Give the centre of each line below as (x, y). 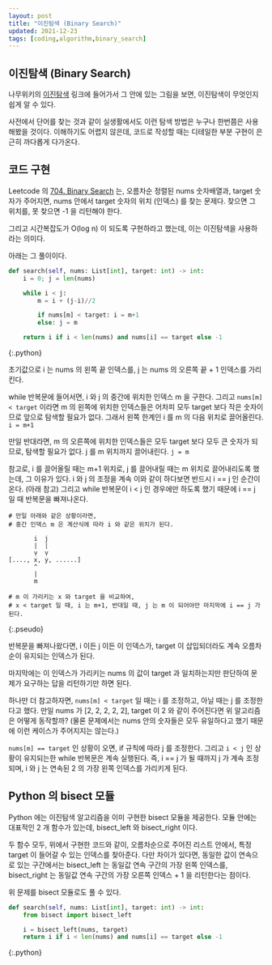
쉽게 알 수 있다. (32, 104)
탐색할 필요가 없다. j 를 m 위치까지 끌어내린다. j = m (107, 451)
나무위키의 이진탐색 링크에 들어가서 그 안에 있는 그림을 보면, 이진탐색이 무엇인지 (134, 95)
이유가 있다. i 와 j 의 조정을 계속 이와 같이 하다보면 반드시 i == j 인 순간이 (147, 479)
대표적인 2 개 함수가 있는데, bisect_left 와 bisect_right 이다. (103, 827)
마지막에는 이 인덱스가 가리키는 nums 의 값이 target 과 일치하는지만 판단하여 (129, 673)
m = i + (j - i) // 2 (66, 300)
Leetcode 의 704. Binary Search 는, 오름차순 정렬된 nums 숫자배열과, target (131, 190)
